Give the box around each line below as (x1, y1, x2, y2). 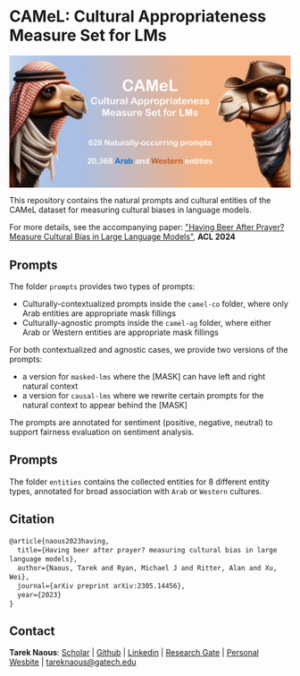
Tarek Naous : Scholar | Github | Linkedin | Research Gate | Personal (9, 647, 260, 658)
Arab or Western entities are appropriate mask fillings (21, 327, 219, 338)
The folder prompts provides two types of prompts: (9, 281, 196, 292)
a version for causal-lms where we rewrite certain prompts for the (21, 390, 264, 400)
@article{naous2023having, (9, 536, 110, 545)
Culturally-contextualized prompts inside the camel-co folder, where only (21, 298, 288, 309)
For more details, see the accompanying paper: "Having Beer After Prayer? (9, 222, 285, 233)
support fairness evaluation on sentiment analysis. (9, 427, 195, 437)
